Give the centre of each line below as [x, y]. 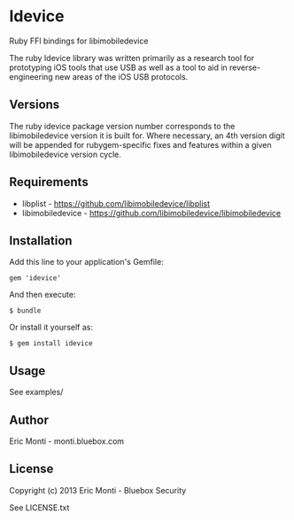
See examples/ [36, 392]
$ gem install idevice [51, 344]
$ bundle [25, 311]
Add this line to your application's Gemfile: [86, 262]
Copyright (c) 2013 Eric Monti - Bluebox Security [98, 490]
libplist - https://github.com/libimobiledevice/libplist [116, 203]
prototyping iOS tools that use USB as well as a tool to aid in [118, 67]
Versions [35, 105]
